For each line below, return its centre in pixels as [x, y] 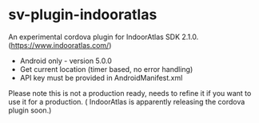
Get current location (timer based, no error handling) [106, 69]
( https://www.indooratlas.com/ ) [60, 45]
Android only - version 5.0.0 [66, 61]
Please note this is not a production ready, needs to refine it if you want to [130, 93]
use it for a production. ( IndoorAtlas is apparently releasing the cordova [127, 101]
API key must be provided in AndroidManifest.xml [101, 77]
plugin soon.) [30, 110]
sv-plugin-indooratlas [83, 15]
